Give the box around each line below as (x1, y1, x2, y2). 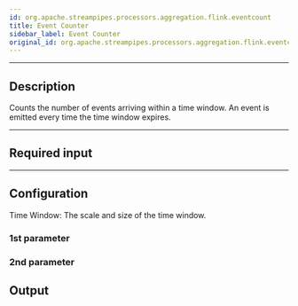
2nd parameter (9, 255, 75, 268)
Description (9, 79, 75, 94)
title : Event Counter (9, 21, 90, 30)
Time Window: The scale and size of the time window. (9, 209, 207, 220)
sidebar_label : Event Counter (9, 29, 122, 38)
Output (9, 283, 49, 298)
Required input (9, 145, 93, 161)
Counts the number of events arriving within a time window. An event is (9, 103, 270, 114)
